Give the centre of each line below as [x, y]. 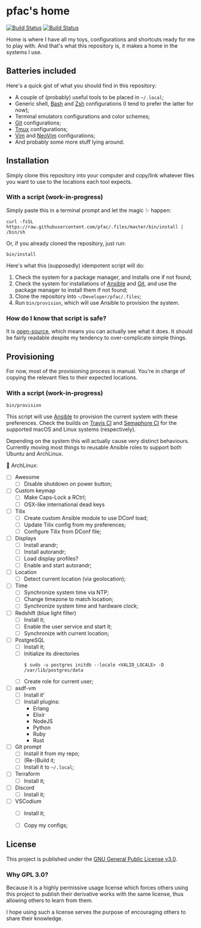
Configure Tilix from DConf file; [63, 531]
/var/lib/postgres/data [54, 670]
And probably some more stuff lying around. [70, 142]
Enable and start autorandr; [58, 566]
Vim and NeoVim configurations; [55, 135]
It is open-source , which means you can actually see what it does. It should [100, 331]
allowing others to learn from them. [49, 900]
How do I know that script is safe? [56, 318]
